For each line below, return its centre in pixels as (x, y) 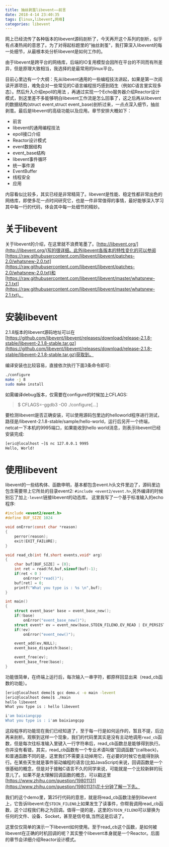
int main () (17, 601)
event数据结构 (27, 147)
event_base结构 (29, 153)
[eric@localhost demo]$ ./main (38, 697)
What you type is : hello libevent (43, 707)
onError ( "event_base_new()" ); (55, 620)
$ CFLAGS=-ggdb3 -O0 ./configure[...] (58, 404)
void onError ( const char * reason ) (41, 527)
